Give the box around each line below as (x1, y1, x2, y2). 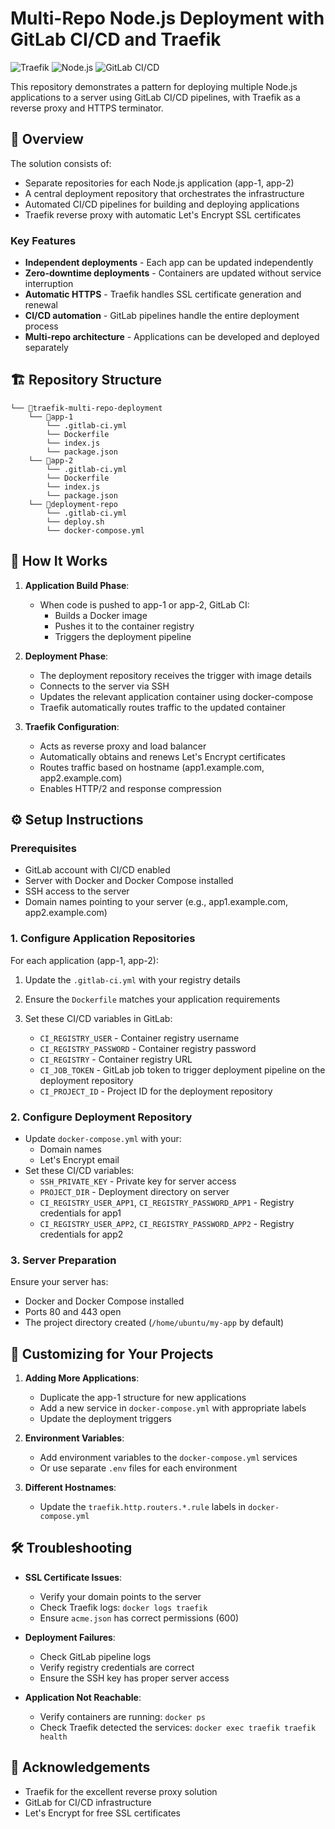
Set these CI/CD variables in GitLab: (24, 1012, 173, 1024)
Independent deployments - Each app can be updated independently (24, 257, 314, 269)
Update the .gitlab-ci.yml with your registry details (24, 973, 241, 986)
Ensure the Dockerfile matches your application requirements (24, 993, 281, 1005)
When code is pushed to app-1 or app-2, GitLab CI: (39, 598, 250, 611)
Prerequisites (10, 841, 77, 855)
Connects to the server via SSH (39, 680, 170, 692)
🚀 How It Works (10, 553, 108, 570)
